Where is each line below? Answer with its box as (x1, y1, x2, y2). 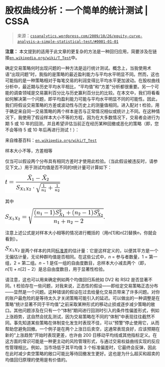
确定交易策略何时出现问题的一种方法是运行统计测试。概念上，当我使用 (5, 65, 147, 71)
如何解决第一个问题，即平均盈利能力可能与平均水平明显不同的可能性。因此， (5, 96, 160, 102)
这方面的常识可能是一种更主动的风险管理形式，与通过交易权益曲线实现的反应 (5, 338, 160, 344)
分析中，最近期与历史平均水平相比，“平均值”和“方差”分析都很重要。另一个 (5, 83, 155, 89)
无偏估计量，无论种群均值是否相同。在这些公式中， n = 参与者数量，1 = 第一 (5, 254, 158, 259)
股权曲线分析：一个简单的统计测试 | (5, 5, 148, 16)
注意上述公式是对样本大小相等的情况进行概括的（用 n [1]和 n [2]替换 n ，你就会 (5, 229, 157, 235)
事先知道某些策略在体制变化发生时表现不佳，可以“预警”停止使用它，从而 (13, 320, 160, 326)
